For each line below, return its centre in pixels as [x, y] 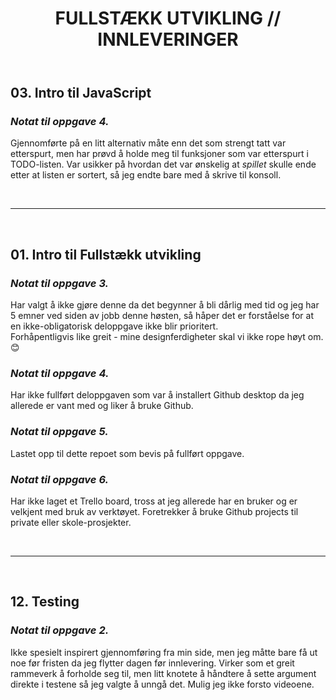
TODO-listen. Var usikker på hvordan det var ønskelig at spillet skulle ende [163, 164]
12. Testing [45, 602]
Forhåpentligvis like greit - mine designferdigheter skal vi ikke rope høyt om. [167, 337]
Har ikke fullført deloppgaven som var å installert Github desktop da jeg [157, 395]
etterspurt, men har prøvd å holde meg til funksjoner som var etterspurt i [159, 154]
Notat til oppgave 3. [60, 283]
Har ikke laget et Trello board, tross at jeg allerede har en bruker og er [154, 501]
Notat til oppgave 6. [59, 479]
